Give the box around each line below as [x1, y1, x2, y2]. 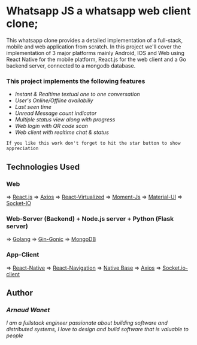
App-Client [6, 251, 40, 259]
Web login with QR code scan [14, 123, 89, 130]
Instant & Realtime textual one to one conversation [14, 91, 141, 98]
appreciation [6, 145, 39, 152]
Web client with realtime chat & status [14, 129, 110, 136]
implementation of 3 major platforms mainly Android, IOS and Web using [6, 49, 184, 56]
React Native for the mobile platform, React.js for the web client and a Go [6, 56, 187, 63]
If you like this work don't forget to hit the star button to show [6, 141, 181, 146]
